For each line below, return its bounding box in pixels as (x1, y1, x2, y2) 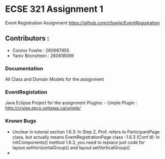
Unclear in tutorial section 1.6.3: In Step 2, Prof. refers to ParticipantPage (12, 129, 160, 135)
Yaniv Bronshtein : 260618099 (12, 53, 74, 58)
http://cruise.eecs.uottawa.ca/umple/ (5, 105, 81, 111)
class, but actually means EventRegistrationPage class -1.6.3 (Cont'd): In (12, 134, 160, 140)
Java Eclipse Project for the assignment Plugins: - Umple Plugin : (5, 100, 137, 106)
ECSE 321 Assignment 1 (5, 3, 104, 15)
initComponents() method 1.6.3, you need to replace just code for (12, 139, 145, 145)
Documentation (5, 65, 43, 72)
